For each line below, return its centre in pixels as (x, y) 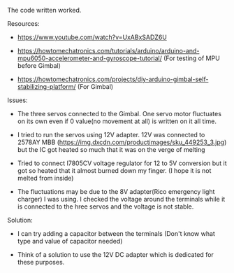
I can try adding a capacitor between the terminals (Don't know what (116, 233)
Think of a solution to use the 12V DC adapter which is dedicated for (116, 254)
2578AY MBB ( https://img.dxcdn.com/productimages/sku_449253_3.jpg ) (122, 142)
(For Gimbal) (95, 86)
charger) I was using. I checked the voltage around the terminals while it (121, 199)
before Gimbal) (39, 65)
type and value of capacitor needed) (70, 241)
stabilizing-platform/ (46, 86)
